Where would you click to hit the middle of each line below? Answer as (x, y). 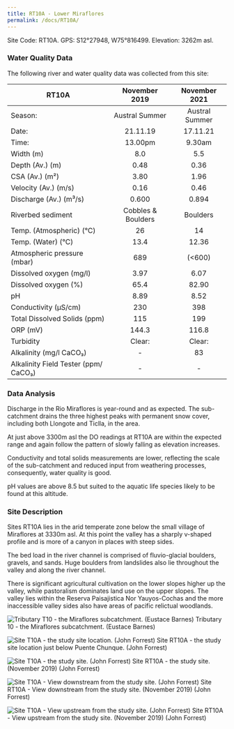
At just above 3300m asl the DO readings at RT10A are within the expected (114, 437)
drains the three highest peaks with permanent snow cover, (125, 416)
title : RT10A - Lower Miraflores (56, 14)
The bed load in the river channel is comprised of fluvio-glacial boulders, (112, 555)
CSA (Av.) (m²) (35, 176)
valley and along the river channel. (57, 570)
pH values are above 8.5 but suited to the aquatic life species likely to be (111, 486)
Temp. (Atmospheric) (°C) (53, 230)
